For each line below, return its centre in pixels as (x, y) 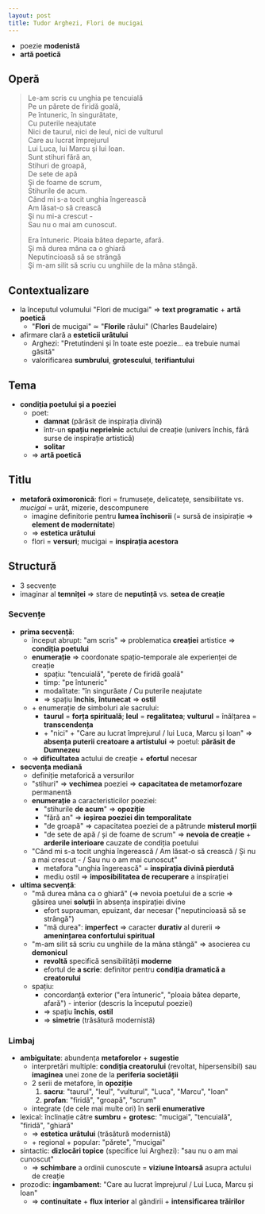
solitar (54, 447)
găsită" (43, 352)
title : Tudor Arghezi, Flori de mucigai (76, 23)
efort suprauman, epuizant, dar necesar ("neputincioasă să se (145, 910)
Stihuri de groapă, (57, 166)
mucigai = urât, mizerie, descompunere (84, 507)
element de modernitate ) (73, 524)
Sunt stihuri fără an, (60, 157)
